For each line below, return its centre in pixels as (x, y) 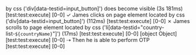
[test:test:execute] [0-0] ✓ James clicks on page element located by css (95, 15)
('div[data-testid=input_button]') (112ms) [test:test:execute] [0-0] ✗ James (98, 21)
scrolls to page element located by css (53, 27)
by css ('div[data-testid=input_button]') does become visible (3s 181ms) (94, 9)
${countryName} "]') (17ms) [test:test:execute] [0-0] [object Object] (96, 34)
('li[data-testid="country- (133, 27)
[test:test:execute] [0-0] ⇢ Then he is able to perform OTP (78, 40)
